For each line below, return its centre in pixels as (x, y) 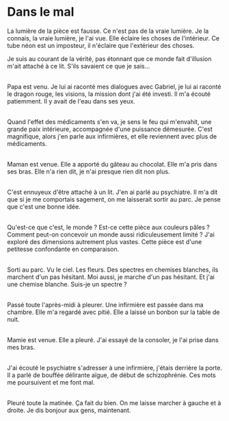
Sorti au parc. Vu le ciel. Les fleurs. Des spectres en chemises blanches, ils (113, 269)
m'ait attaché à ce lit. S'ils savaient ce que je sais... (79, 66)
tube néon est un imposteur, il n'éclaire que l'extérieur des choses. (101, 45)
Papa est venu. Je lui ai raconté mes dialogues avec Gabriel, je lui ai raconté (114, 86)
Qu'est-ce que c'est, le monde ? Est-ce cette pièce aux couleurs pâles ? (108, 227)
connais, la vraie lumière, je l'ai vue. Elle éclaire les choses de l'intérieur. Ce (113, 38)
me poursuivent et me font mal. (51, 382)
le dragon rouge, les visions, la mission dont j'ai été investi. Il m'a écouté (109, 94)
